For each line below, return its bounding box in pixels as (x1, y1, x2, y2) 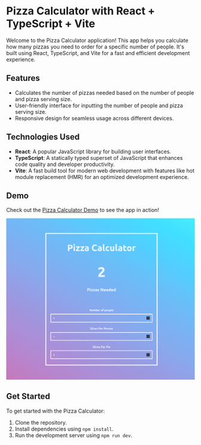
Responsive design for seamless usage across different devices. (14, 114, 174, 122)
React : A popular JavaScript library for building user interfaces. (14, 148, 172, 155)
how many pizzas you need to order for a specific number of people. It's (6, 43, 184, 50)
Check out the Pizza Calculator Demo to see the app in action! (6, 207, 160, 214)
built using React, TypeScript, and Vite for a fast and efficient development (6, 49, 190, 56)
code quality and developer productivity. (14, 161, 115, 168)
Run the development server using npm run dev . (14, 431, 133, 438)
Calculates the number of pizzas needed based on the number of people (14, 89, 194, 96)
